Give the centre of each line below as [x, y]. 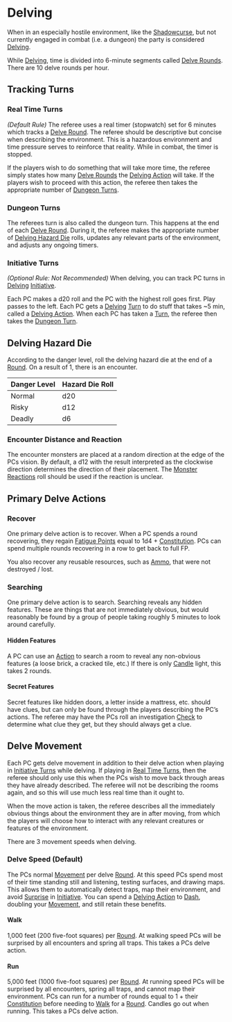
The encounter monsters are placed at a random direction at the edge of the [116, 455]
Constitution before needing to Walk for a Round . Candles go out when [108, 1004]
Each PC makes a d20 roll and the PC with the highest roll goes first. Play [111, 299]
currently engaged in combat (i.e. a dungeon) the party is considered [106, 39]
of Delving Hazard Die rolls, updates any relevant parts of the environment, [114, 237]
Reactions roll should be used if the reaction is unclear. [86, 477]
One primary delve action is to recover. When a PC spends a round [102, 534]
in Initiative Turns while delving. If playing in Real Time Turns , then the [107, 770]
